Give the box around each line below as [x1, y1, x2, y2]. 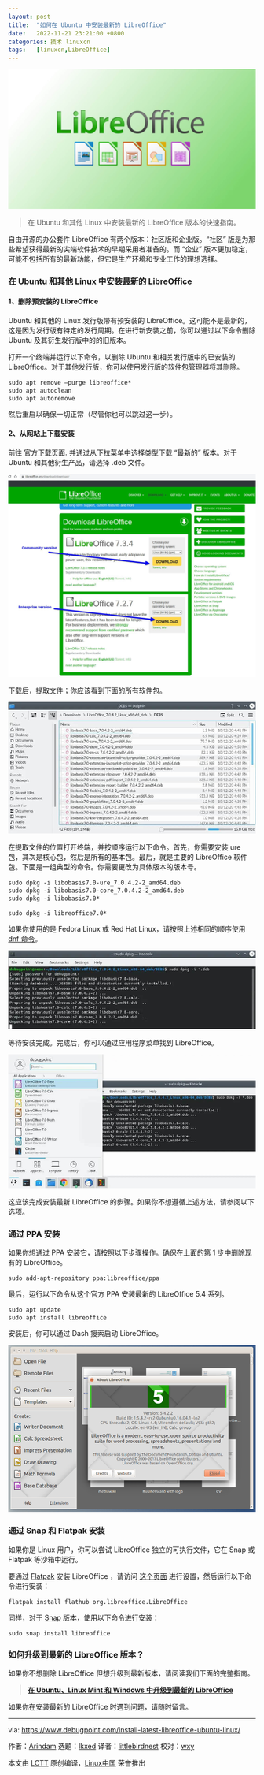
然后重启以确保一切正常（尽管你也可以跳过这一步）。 [8, 409, 177, 419]
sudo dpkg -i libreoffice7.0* [8, 909, 108, 917]
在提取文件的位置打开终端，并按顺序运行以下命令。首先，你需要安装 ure [8, 842, 241, 851]
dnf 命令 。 [8, 934, 42, 943]
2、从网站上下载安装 [8, 429, 75, 438]
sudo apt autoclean [8, 386, 72, 394]
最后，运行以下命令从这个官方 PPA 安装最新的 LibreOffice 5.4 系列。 [8, 1289, 229, 1299]
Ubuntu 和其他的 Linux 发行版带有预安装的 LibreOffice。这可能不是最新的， [8, 315, 251, 325]
